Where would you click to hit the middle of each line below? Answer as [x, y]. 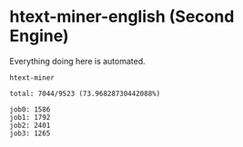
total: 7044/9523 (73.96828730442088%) [85, 93]
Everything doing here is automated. [77, 61]
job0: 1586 [30, 109]
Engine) [40, 36]
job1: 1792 [30, 117]
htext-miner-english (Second [122, 17]
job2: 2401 [30, 125]
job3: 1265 [30, 133]
